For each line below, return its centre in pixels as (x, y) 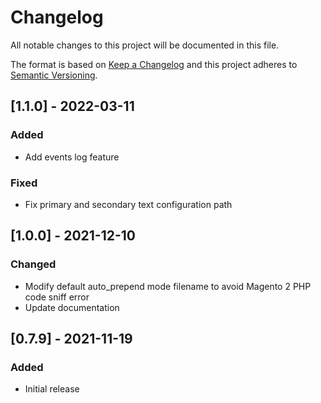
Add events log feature (72, 157)
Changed (33, 264)
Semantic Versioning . (54, 75)
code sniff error (57, 297)
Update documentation (72, 307)
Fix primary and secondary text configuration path (128, 204)
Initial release (52, 389)
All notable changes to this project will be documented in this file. (145, 45)
